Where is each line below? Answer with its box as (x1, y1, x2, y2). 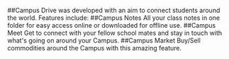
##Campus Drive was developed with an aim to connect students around (7, 6, 220, 14)
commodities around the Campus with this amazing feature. (7, 44, 182, 52)
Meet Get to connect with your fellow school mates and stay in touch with (7, 28, 222, 37)
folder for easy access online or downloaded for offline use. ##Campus (7, 21, 216, 29)
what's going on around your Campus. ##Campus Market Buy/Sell (7, 36, 201, 45)
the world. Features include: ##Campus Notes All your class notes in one (7, 14, 220, 22)
